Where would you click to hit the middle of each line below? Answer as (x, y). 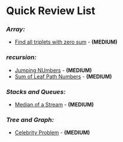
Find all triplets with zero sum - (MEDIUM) (66, 42)
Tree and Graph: (30, 120)
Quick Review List (51, 11)
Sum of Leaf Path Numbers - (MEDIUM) (63, 76)
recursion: (21, 57)
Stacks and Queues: (36, 91)
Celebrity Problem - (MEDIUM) (52, 133)
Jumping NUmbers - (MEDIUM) (53, 70)
